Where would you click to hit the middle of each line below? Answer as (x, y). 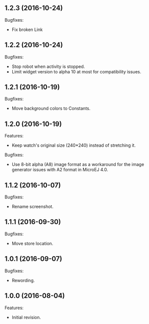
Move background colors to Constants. (51, 108)
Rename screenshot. (32, 207)
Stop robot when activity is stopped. (48, 66)
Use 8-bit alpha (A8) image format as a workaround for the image (78, 164)
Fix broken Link (27, 30)
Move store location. (32, 243)
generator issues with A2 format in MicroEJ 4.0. (60, 170)
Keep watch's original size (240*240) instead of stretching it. (74, 145)
